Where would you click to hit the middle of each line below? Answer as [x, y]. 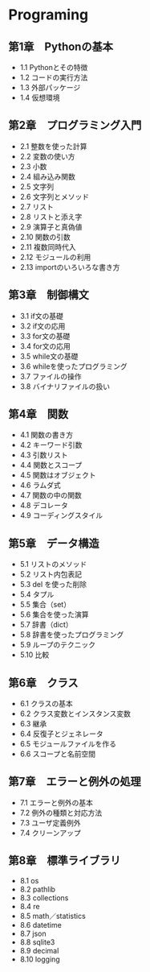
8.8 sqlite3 [37, 942]
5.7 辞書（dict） [46, 625]
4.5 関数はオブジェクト [58, 475]
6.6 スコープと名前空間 [58, 754]
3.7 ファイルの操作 [51, 376]
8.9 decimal [39, 950]
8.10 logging [40, 959]
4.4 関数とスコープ [51, 465]
